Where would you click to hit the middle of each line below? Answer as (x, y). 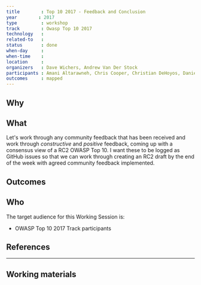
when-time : (25, 56)
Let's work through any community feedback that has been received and (96, 138)
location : (25, 62)
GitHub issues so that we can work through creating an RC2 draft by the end (100, 157)
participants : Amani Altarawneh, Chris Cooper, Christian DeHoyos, (93, 73)
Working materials (41, 274)
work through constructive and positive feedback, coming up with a (89, 144)
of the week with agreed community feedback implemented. (80, 163)
